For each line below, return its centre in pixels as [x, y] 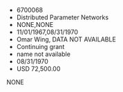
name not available [43, 54]
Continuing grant [40, 47]
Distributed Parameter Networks [62, 17]
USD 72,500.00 [38, 69]
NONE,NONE [35, 25]
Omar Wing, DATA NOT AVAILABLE [66, 39]
